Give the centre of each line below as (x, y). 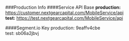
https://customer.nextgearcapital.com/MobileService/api (64, 13)
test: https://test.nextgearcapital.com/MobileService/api (64, 18)
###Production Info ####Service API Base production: (63, 7)
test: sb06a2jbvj (22, 33)
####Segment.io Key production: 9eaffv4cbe (53, 28)
